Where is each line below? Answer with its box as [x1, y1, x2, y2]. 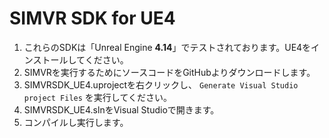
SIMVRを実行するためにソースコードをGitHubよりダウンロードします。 [23, 66, 316, 78]
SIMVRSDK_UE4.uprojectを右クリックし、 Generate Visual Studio [23, 78, 299, 91]
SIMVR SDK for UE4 [9, 7, 176, 30]
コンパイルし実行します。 [23, 116, 129, 128]
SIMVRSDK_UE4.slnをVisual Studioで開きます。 [23, 103, 220, 116]
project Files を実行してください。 [23, 91, 172, 103]
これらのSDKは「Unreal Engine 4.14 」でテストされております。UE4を [23, 41, 312, 53]
